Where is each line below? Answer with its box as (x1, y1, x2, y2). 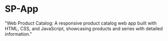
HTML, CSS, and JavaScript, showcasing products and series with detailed (5, 25, 163, 31)
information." (5, 31, 32, 37)
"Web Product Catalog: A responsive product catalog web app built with (5, 20, 157, 26)
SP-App (5, 3, 39, 15)
